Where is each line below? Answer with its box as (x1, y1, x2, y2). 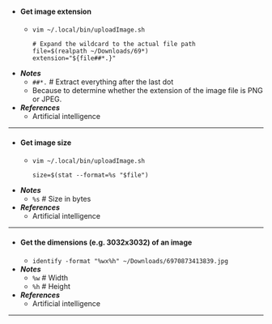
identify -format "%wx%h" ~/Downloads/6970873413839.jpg (32, 257, 229, 265)
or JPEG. (32, 94, 62, 104)
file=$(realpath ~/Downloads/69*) (32, 47, 149, 56)
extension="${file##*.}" (32, 54, 117, 62)
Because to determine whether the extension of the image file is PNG (32, 86, 263, 96)
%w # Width (32, 272, 69, 283)
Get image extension (19, 6, 91, 16)
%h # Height (32, 281, 71, 291)
